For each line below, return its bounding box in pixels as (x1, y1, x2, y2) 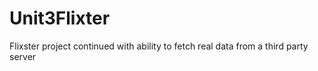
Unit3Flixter (9, 7, 111, 30)
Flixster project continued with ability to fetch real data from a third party (9, 40, 309, 52)
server (9, 50, 37, 62)
